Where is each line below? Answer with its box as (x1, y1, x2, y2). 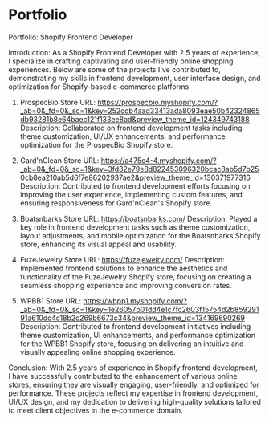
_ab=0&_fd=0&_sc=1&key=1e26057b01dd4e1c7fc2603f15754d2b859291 (19, 304, 259, 314)
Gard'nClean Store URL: (19, 155, 100, 165)
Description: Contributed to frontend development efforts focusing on (19, 181, 251, 190)
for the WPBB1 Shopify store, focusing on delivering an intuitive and (19, 339, 244, 348)
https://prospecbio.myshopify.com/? (97, 97, 218, 107)
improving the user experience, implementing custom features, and (19, 189, 243, 199)
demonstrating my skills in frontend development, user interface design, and (8, 73, 261, 83)
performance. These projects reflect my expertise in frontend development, (8, 388, 259, 398)
